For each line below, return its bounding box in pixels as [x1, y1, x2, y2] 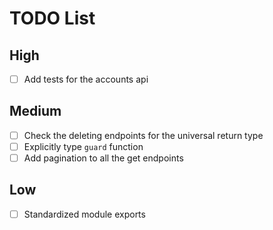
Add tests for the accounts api [23, 73, 149, 85]
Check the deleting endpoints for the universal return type [23, 129, 264, 141]
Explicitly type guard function [23, 140, 144, 152]
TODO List [9, 7, 96, 30]
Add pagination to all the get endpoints [23, 152, 184, 164]
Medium [9, 103, 62, 120]
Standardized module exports [23, 208, 146, 220]
